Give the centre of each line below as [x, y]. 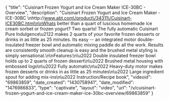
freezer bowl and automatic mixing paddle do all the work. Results [94, 45]
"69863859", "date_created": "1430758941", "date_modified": [70, 82]
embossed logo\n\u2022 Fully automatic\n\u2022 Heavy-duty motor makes [84, 66]
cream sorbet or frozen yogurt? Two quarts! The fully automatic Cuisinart [82, 29]
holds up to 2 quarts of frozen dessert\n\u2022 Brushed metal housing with [84, 61]
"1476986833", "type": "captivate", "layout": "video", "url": [66, 88]
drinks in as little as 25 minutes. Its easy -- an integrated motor [71, 39]
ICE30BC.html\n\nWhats [30, 23]
